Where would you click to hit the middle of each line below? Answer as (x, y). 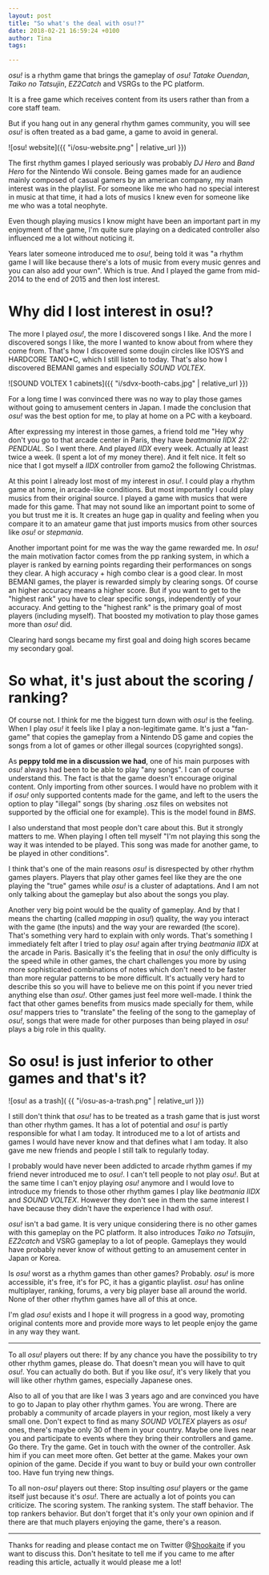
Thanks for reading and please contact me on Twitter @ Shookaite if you (127, 1545)
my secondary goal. (41, 648)
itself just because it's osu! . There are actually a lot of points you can (122, 1496)
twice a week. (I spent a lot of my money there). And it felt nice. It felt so (127, 457)
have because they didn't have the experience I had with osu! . (111, 1208)
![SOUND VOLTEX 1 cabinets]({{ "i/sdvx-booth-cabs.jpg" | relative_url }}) (128, 384)
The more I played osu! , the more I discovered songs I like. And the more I (130, 334)
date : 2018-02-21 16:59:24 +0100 (64, 30)
